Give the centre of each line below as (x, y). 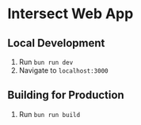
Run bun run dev (46, 62)
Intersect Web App (70, 14)
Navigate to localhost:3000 (63, 70)
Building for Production (66, 95)
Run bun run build (50, 114)
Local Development (56, 43)
